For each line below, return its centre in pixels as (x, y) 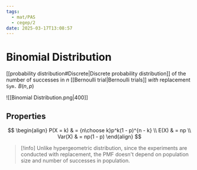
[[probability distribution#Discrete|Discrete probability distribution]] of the (96, 74)
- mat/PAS (23, 17)
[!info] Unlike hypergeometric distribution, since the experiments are (104, 148)
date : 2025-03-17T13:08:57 (39, 28)
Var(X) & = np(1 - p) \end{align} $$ (99, 137)
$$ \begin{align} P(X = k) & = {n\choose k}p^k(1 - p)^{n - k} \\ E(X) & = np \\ (99, 130)
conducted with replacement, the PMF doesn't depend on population (105, 154)
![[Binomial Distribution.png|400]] (47, 97)
